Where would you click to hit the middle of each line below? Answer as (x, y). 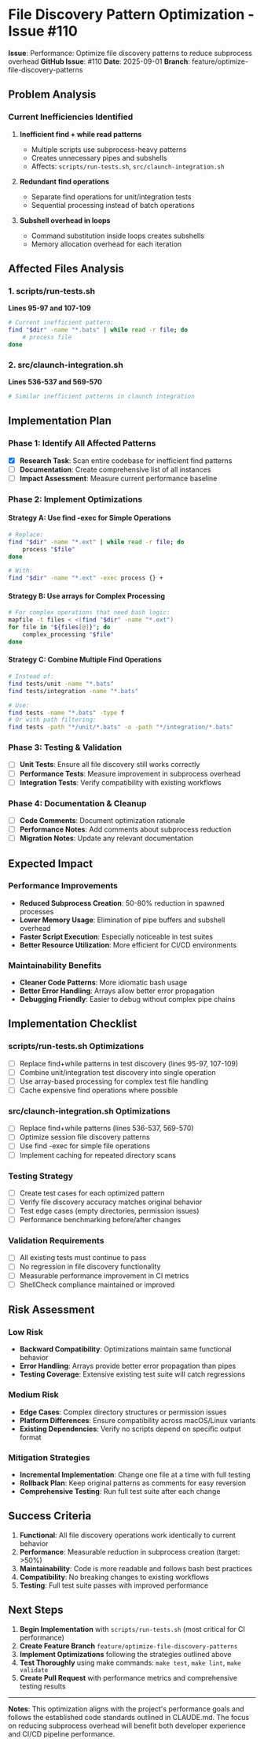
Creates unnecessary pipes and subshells (99, 158)
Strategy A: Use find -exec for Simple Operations (90, 518)
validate (34, 1670)
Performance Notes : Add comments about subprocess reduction (125, 829)
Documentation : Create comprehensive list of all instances (115, 469)
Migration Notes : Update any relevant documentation (106, 838)
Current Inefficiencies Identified (71, 117)
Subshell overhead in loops (65, 220)
